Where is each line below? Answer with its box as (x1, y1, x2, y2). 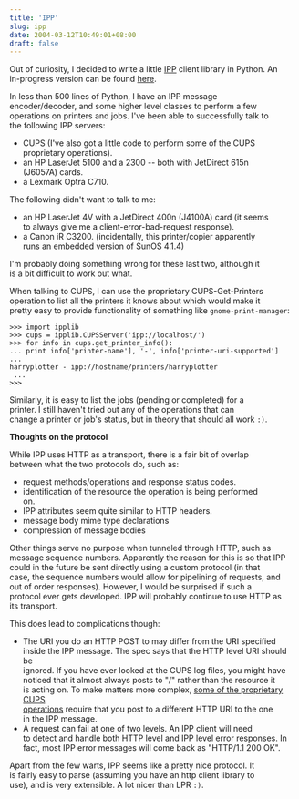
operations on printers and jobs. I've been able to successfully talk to (9, 110, 269, 121)
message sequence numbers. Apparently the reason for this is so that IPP (9, 552, 286, 563)
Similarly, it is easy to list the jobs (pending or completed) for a (9, 394, 244, 405)
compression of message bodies (22, 525, 146, 536)
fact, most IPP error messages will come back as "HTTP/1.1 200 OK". (22, 743, 281, 753)
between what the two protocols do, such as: (9, 459, 180, 470)
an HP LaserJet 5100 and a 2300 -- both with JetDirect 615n (22, 157, 249, 169)
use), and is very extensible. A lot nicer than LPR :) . (9, 780, 204, 791)
